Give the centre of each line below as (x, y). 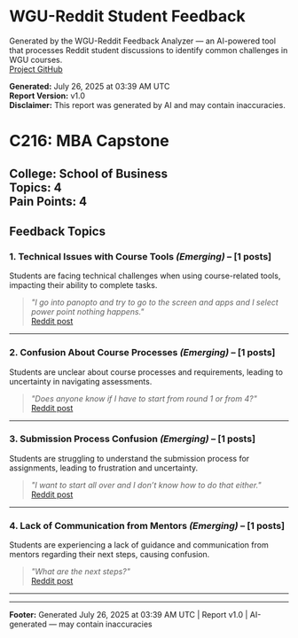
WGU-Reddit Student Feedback (127, 16)
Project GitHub (36, 69)
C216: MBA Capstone (90, 141)
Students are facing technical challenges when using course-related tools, (145, 276)
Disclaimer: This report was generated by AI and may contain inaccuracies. (147, 105)
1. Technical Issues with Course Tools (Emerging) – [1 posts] (141, 256)
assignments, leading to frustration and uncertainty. (104, 468)
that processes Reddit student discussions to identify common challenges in (149, 50)
